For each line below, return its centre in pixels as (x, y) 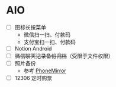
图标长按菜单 (30, 27)
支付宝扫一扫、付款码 (49, 42)
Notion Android (33, 48)
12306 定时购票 (33, 78)
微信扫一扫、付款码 (47, 35)
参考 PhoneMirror (45, 71)
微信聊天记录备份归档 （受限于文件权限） (64, 56)
